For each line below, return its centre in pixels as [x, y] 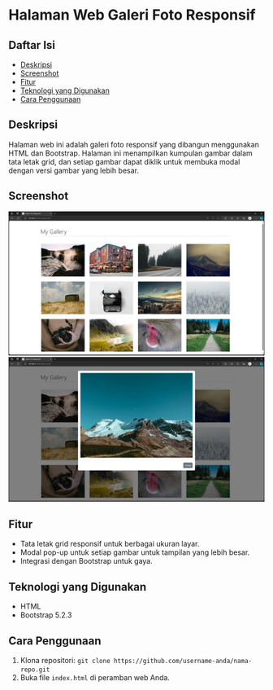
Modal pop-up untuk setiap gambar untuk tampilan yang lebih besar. [135, 552]
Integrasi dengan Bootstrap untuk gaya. [86, 561]
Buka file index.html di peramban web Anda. [95, 678]
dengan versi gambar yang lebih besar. [74, 170]
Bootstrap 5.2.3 [46, 615]
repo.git [35, 670]
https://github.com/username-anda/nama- [183, 661]
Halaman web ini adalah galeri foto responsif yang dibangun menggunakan [134, 144]
